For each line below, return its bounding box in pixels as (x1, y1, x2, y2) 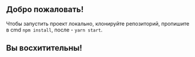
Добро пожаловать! (6, 5, 84, 15)
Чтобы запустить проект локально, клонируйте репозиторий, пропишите (6, 20, 190, 27)
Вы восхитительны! (6, 43, 82, 53)
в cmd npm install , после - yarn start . (6, 26, 103, 33)
